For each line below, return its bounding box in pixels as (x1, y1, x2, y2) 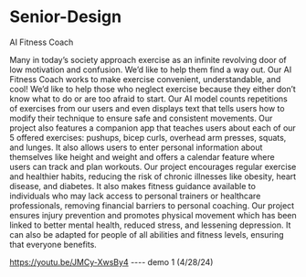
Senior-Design (9, 6, 121, 27)
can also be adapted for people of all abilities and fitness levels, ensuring (9, 229, 285, 240)
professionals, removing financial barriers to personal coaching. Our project (9, 199, 295, 211)
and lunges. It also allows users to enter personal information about (9, 142, 263, 153)
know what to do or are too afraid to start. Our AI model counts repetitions (9, 93, 288, 104)
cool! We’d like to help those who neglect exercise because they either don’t (9, 83, 297, 94)
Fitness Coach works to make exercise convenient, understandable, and (9, 73, 281, 84)
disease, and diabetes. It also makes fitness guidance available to (9, 180, 256, 191)
